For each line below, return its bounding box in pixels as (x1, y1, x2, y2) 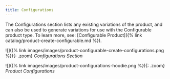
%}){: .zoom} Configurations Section (5, 53, 83, 59)
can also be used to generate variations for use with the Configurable (5, 26, 152, 33)
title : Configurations (5, 7, 54, 13)
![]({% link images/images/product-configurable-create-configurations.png (5, 47, 164, 53)
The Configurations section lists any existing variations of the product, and (5, 21, 163, 27)
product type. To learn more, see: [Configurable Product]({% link (5, 32, 142, 38)
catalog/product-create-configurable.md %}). (5, 37, 102, 44)
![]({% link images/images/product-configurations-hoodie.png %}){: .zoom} (5, 62, 165, 68)
